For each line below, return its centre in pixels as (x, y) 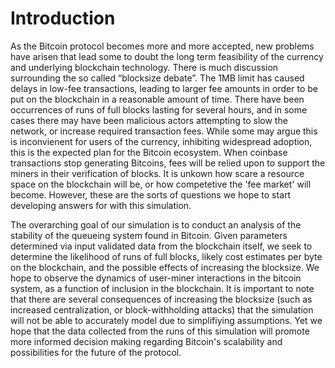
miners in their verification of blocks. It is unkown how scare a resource (157, 173)
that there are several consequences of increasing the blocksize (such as (161, 299)
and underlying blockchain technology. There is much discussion (144, 67)
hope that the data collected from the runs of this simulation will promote (160, 331)
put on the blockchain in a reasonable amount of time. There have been (157, 99)
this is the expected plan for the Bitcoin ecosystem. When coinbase (149, 152)
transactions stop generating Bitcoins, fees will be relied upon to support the (168, 163)
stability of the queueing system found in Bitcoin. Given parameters (149, 235)
